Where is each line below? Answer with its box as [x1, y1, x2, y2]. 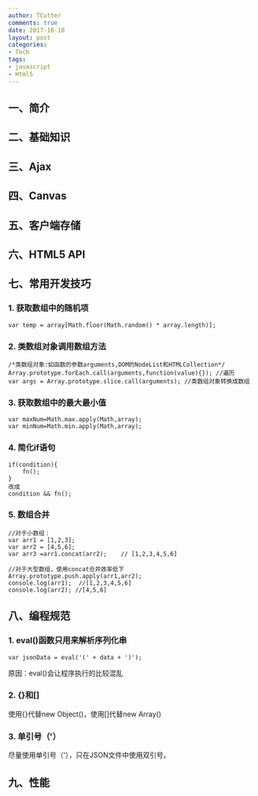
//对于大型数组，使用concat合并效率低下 [8, 565, 124, 573]
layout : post [8, 33, 51, 42]
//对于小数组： [8, 529, 51, 537]
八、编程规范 [8, 609, 71, 623]
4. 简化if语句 [8, 443, 56, 454]
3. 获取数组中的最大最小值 [8, 397, 107, 408]
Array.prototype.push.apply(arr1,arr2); [8, 572, 143, 580]
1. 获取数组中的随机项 [8, 303, 89, 314]
